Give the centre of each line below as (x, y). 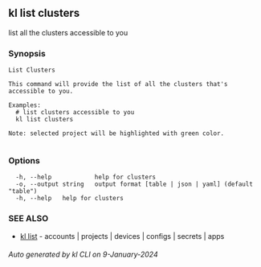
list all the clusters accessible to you (68, 32)
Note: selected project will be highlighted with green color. (116, 133)
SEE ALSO (29, 219)
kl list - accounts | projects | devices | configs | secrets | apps (122, 236)
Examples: (25, 105)
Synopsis (27, 53)
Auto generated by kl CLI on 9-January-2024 (83, 255)
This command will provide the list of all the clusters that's (118, 84)
